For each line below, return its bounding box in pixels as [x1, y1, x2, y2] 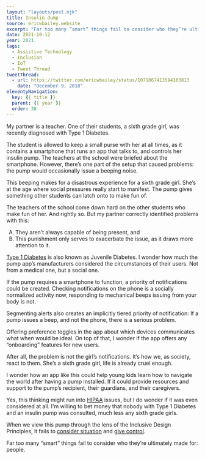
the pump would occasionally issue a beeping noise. [6, 166, 138, 174]
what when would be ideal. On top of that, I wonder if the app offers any [6, 334, 187, 341]
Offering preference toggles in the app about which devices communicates [6, 328, 195, 335]
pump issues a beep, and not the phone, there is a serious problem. [6, 316, 176, 323]
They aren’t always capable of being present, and [15, 228, 140, 236]
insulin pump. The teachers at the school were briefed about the [6, 154, 168, 161]
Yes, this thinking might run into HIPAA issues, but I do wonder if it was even [6, 396, 198, 403]
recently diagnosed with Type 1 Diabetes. [6, 129, 110, 136]
